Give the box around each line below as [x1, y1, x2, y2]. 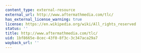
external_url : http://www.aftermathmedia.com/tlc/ [5, 12, 114, 17]
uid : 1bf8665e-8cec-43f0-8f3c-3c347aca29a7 [5, 36, 98, 41]
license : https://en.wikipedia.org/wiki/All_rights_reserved [5, 21, 136, 27]
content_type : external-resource [5, 7, 76, 13]
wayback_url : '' [5, 40, 39, 45]
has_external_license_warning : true [5, 17, 82, 22]
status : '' [5, 26, 28, 31]
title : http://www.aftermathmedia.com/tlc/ [5, 31, 98, 36]
